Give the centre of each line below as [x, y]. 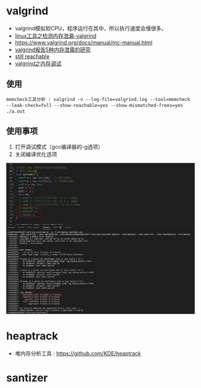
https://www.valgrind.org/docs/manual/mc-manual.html [83, 42]
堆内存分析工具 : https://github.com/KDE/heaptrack [78, 353]
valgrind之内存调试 [38, 63]
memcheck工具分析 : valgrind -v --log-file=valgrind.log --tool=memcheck [98, 99]
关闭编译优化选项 [36, 154]
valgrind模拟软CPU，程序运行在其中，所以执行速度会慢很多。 [91, 28]
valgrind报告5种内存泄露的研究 [53, 50]
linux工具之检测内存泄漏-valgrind [56, 36]
